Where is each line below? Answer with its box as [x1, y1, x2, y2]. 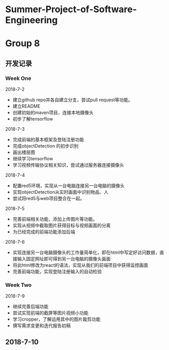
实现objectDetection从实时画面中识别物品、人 [12, 189, 109, 195]
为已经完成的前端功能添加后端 [12, 229, 75, 235]
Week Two [5, 281, 32, 288]
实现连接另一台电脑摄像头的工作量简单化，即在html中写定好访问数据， [12, 249, 160, 255]
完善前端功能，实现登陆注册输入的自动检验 [12, 269, 102, 275]
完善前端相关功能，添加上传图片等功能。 [12, 216, 97, 222]
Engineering [5, 14, 58, 26]
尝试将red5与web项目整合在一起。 [12, 195, 85, 201]
